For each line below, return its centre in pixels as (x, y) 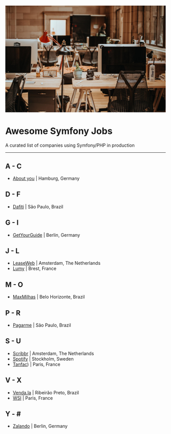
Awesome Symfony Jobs (59, 131)
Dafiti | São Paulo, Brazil (38, 206)
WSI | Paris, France (33, 398)
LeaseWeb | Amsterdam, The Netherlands (56, 263)
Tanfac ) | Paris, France (36, 364)
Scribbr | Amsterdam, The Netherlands (53, 353)
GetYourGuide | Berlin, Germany (46, 235)
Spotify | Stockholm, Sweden (43, 359)
